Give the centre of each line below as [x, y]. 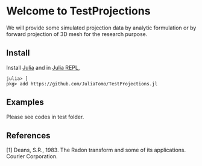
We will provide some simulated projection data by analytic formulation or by [101, 28]
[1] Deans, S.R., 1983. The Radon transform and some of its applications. [96, 150]
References [28, 136]
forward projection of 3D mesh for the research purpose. [77, 34]
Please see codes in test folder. [45, 117]
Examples [25, 103]
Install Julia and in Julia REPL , [43, 67]
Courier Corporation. [32, 156]
